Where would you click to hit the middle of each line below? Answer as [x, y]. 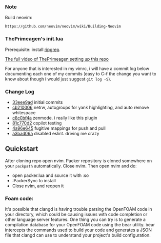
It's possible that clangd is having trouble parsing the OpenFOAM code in [79, 209]
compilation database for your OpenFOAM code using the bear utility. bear [80, 225]
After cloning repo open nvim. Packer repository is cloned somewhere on [79, 161]
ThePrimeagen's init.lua [34, 39]
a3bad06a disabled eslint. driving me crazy [56, 133]
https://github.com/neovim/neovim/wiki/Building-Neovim [63, 26]
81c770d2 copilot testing [37, 123]
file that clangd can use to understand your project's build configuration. [78, 235]
